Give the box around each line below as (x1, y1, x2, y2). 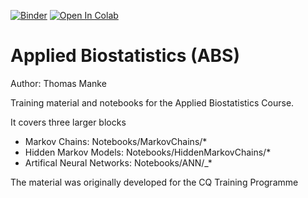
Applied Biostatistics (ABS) (10, 45, 240, 67)
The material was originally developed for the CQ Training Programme (10, 176, 299, 188)
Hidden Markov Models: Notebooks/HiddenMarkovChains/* (24, 146, 272, 158)
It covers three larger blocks (10, 116, 127, 128)
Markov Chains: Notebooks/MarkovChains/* (24, 135, 208, 147)
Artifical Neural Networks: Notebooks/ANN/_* (24, 156, 213, 169)
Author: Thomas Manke (10, 77, 107, 89)
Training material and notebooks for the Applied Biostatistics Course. (10, 96, 295, 109)
